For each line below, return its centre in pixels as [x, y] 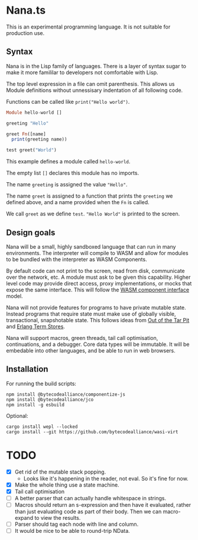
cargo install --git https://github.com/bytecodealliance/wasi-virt [92, 432]
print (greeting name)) [39, 139]
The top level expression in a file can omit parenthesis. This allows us [90, 84]
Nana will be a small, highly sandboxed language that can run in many [91, 246]
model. [14, 296]
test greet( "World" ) [32, 150]
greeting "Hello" [27, 123]
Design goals [31, 232]
